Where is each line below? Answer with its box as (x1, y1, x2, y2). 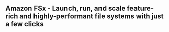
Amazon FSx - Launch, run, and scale (5, 4, 126, 13)
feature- (126, 4, 154, 13)
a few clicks (5, 20, 44, 28)
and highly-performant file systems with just (19, 12, 164, 21)
